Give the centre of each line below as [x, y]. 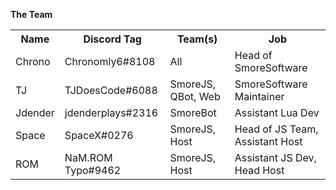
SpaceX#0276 [99, 135]
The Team [31, 14]
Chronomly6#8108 [110, 61]
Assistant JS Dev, [275, 157]
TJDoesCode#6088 [111, 90]
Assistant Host [268, 141]
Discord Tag [112, 39]
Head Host [259, 170]
